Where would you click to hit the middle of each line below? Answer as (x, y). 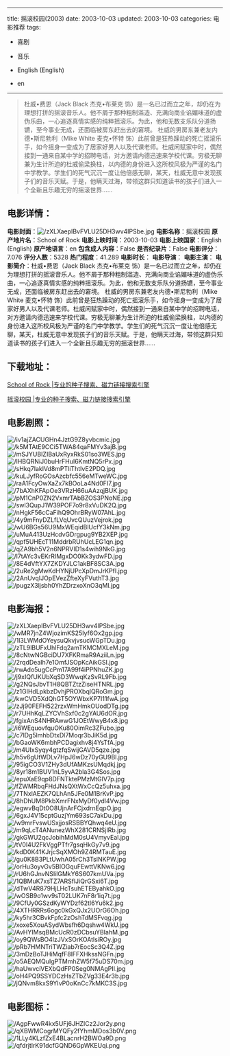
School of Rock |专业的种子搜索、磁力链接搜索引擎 (78, 384)
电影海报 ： (30, 609)
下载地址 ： (30, 367)
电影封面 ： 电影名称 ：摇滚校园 (109, 231)
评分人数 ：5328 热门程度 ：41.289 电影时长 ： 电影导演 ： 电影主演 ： (119, 257)
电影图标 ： (30, 1007)
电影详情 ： (30, 214)
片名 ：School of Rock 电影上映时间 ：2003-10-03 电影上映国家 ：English (120, 240)
